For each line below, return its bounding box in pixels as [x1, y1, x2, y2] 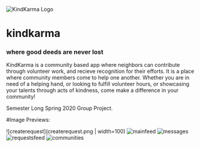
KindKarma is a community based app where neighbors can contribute [6, 62, 180, 69]
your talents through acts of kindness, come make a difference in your [6, 87, 179, 94]
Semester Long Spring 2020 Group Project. [6, 105, 113, 112]
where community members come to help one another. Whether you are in [6, 74, 190, 81]
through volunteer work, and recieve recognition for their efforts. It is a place [6, 68, 195, 75]
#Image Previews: [6, 117, 51, 124]
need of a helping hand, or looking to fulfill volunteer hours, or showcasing [6, 81, 190, 88]
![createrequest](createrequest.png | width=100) [6, 128, 126, 135]
